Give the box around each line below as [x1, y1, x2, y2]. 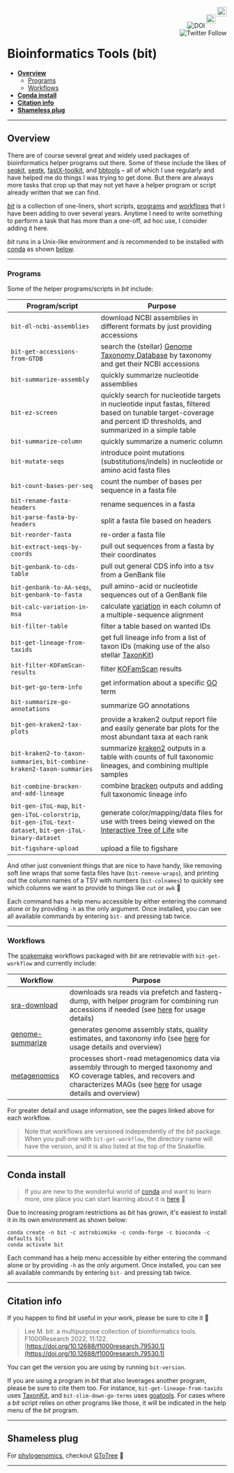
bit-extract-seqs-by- [10, 543, 82, 551]
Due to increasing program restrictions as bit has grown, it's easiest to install [7, 1208, 227, 1216]
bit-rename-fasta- [10, 497, 72, 505]
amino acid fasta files [100, 466, 171, 475]
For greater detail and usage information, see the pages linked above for [7, 1106, 214, 1115]
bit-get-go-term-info [10, 683, 82, 692]
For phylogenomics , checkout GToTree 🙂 [7, 1451, 124, 1460]
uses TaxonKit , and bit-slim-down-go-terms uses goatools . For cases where [7, 1391, 226, 1399]
